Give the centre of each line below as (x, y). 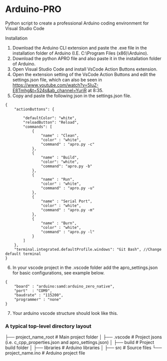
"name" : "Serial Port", (67, 201)
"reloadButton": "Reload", (51, 122)
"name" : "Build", (60, 157)
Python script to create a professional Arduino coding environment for (77, 23)
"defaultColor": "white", (50, 118)
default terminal (23, 254)
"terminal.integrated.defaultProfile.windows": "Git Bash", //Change (88, 249)
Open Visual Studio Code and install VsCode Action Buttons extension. (85, 69)
